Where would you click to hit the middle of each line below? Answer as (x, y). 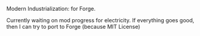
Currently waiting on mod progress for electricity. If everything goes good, (100, 20)
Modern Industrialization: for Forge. (51, 9)
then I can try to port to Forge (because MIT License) (73, 27)
